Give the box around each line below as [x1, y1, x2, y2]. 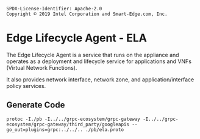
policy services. [6, 82, 46, 89]
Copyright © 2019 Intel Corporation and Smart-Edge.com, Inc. [6, 11, 168, 17]
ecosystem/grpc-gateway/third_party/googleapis [6, 121, 130, 127]
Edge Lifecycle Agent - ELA [6, 31, 148, 45]
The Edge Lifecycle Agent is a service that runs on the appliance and [6, 51, 179, 58]
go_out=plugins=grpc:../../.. [6, 126, 84, 133]
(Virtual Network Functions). [6, 64, 77, 71]
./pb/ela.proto [85, 126, 124, 133]
